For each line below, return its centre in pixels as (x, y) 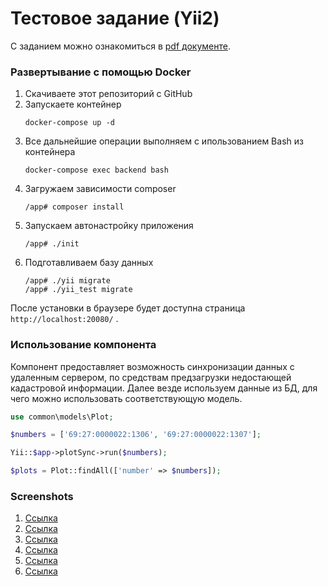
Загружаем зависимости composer (100, 189)
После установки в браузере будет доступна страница (128, 308)
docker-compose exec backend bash (96, 170)
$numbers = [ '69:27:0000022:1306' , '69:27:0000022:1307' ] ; (136, 435)
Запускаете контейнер (73, 104)
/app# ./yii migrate (67, 281)
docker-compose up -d (69, 123)
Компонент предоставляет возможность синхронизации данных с (152, 366)
